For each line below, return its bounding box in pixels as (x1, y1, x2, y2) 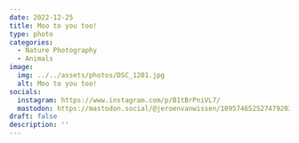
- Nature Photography (17, 46, 98, 55)
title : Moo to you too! (9, 21, 98, 30)
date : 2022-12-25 (9, 12, 74, 22)
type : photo (9, 29, 53, 38)
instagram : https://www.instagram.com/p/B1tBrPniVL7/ (17, 95, 221, 105)
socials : (9, 87, 42, 96)
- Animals (17, 54, 53, 63)
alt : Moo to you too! (17, 79, 98, 88)
